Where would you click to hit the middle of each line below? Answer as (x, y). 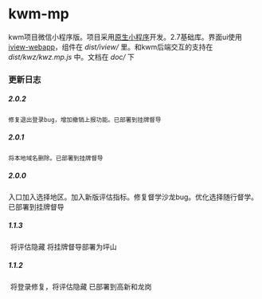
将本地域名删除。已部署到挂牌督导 (56, 158)
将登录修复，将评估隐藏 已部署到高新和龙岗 (81, 286)
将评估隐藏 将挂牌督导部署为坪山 (63, 246)
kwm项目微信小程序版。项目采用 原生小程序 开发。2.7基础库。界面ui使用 (125, 37)
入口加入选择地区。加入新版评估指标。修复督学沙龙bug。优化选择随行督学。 (133, 197)
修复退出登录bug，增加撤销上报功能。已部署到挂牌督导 (85, 120)
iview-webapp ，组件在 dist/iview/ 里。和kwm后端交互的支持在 (111, 47)
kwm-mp (39, 14)
